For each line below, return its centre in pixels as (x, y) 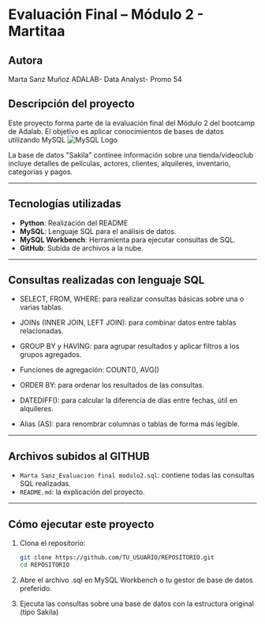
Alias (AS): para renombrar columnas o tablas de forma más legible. (130, 424)
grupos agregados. (50, 355)
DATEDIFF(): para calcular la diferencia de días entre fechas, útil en (129, 400)
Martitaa (37, 31)
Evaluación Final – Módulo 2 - (106, 15)
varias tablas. (41, 307)
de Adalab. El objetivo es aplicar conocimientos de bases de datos (116, 131)
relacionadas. (42, 331)
